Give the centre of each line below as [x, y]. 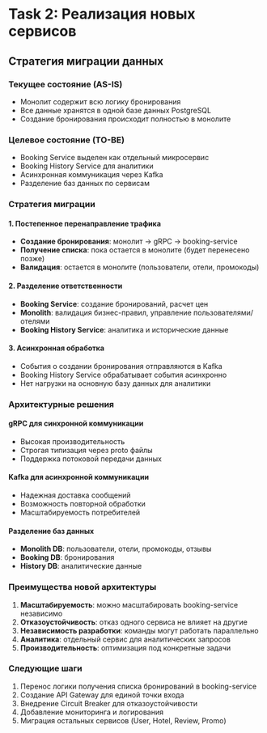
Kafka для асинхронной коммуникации [79, 477]
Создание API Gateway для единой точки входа [102, 695]
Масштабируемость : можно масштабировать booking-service [129, 604]
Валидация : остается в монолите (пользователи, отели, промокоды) [140, 267]
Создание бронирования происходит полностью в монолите [125, 119]
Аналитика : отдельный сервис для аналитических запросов [125, 639]
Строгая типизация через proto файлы [86, 450]
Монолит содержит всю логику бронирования [100, 101]
